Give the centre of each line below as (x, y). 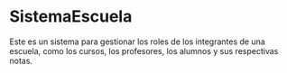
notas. (21, 60)
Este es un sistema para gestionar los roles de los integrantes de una (138, 41)
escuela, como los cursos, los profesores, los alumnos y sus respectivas (144, 50)
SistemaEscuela (71, 17)
